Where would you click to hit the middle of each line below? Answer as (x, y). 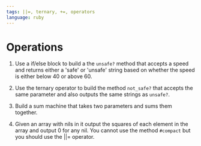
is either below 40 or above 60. (53, 76)
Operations (35, 47)
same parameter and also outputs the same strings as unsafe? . (92, 94)
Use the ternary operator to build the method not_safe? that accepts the (104, 88)
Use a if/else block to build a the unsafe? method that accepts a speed (102, 64)
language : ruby (25, 17)
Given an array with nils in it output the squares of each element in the (101, 124)
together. (26, 112)
